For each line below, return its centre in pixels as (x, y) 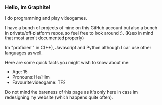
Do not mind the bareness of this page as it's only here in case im (72, 92)
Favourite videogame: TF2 (39, 82)
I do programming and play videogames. (46, 18)
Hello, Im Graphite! (28, 7)
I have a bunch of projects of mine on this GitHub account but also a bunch (81, 28)
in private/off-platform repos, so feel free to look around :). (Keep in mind (79, 33)
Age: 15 (20, 72)
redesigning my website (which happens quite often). (59, 97)
